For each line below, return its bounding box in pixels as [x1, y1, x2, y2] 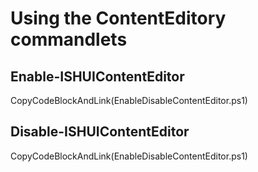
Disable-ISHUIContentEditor [10, 123, 190, 141]
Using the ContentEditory [10, 7, 227, 30]
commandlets [10, 28, 128, 51]
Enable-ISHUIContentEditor [10, 68, 185, 85]
